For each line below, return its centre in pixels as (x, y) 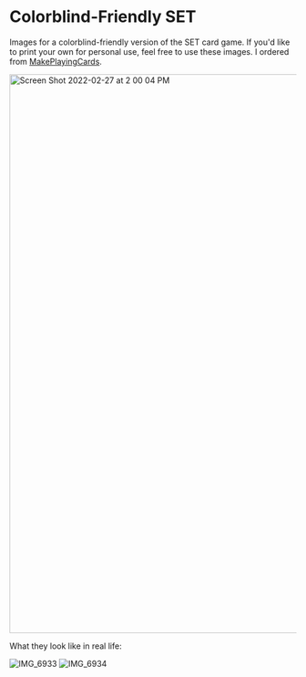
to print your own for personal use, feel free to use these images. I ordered (149, 51)
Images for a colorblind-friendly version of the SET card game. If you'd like (150, 42)
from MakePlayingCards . (56, 61)
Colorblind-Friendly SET (103, 17)
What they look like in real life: (66, 646)
